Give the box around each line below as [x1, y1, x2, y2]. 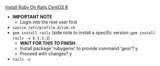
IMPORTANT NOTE [12, 14, 52, 19]
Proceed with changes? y [19, 51, 72, 57]
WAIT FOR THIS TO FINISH [19, 40, 76, 46]
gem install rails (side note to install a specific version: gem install [12, 30, 156, 35]
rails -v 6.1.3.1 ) [12, 35, 50, 41]
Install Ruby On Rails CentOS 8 [5, 4, 68, 10]
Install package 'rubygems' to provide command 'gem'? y [19, 46, 138, 51]
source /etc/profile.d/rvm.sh [12, 25, 76, 30]
